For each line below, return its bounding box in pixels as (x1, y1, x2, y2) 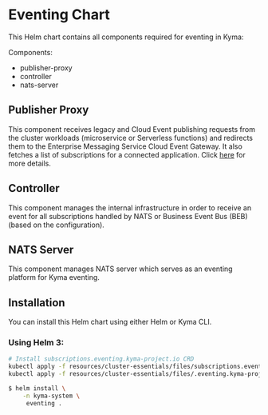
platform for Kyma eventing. (8, 273, 100, 282)
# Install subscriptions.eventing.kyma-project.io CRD (8, 355, 195, 363)
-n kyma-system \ (22, 392, 81, 400)
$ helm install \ (8, 385, 66, 393)
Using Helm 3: (8, 337, 65, 349)
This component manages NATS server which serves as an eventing (8, 264, 233, 273)
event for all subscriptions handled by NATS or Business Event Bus (8, 211, 228, 221)
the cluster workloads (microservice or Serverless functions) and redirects (8, 133, 254, 142)
